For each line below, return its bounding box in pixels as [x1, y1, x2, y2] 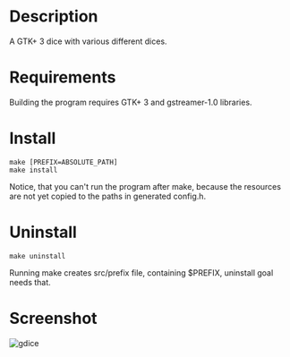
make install [9, 166, 58, 174]
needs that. [9, 276, 51, 287]
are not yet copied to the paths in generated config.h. [9, 191, 207, 201]
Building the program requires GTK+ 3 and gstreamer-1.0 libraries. [9, 97, 252, 107]
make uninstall [9, 251, 66, 260]
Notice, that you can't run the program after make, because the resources [9, 181, 282, 191]
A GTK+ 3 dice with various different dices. [9, 36, 167, 47]
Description [9, 6, 98, 27]
